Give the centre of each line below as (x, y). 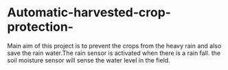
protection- (41, 27)
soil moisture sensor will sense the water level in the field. (89, 60)
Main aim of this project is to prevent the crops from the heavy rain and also (114, 46)
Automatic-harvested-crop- (89, 13)
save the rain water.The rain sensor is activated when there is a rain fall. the (114, 53)
